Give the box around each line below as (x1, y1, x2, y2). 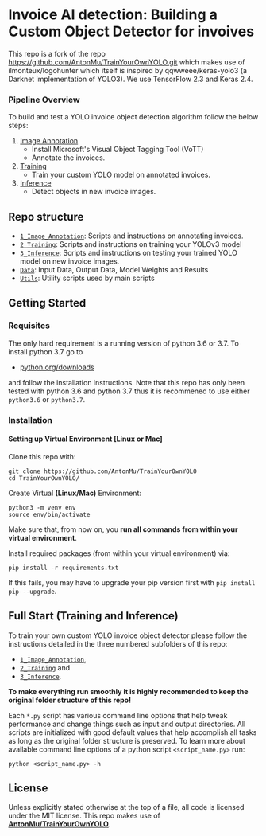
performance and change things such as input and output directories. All (8, 719, 246, 729)
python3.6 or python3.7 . (8, 394, 86, 404)
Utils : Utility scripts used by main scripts (19, 273, 155, 283)
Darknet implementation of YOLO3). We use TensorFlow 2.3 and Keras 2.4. (8, 74, 253, 84)
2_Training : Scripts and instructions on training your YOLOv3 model (19, 240, 242, 249)
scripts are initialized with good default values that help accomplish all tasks (8, 727, 257, 737)
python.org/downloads (19, 362, 94, 372)
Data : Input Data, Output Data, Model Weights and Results (19, 265, 209, 275)
